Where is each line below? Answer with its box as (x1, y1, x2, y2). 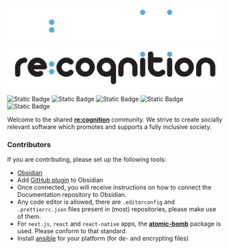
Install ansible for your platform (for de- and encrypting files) (16, 235, 189, 243)
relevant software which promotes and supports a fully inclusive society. (7, 123, 212, 131)
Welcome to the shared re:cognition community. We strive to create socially (7, 115, 223, 123)
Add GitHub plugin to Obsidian (16, 176, 104, 185)
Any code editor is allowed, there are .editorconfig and (16, 198, 175, 206)
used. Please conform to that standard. (16, 227, 128, 235)
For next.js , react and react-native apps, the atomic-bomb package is (16, 220, 221, 228)
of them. (16, 213, 41, 221)
